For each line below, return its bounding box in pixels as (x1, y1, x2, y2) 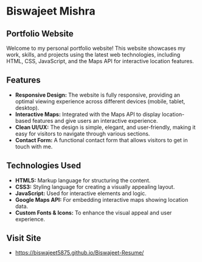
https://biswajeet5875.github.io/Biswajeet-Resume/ (15, 249, 144, 257)
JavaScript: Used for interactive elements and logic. (15, 190, 147, 197)
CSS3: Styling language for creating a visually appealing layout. (15, 183, 175, 190)
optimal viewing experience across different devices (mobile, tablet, (15, 97, 186, 105)
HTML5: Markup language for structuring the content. (15, 176, 151, 184)
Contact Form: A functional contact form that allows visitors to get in (15, 136, 188, 143)
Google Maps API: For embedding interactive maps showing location (15, 196, 189, 203)
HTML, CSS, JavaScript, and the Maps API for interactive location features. (6, 58, 194, 64)
